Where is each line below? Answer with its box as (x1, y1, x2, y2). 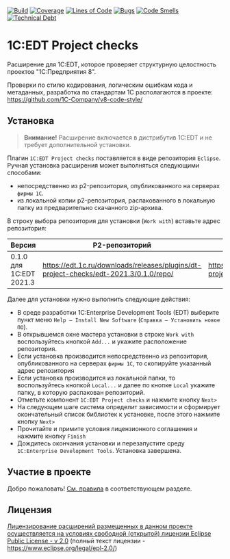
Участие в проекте (7, 466, 91, 478)
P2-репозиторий (92, 240, 152, 250)
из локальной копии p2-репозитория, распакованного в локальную (16, 196, 216, 205)
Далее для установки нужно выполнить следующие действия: (7, 295, 190, 303)
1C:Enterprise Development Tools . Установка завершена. (16, 446, 181, 454)
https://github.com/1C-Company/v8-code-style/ (7, 95, 143, 103)
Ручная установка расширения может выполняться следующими (7, 161, 200, 169)
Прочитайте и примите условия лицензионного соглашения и (16, 424, 199, 432)
